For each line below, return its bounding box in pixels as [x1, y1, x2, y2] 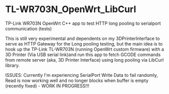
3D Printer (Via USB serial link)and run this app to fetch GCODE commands [5, 52, 161, 58]
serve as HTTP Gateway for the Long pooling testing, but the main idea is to [5, 40, 163, 46]
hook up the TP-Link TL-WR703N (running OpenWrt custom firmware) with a [5, 46, 164, 52]
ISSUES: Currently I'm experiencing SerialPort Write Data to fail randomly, [5, 72, 158, 78]
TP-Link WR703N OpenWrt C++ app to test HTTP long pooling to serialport [5, 20, 161, 26]
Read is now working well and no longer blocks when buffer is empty [5, 77, 149, 83]
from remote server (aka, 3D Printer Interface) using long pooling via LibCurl [5, 57, 164, 63]
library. [5, 62, 20, 68]
